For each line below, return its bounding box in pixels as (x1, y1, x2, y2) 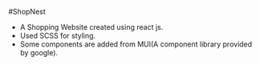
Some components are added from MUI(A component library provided (19, 39, 253, 49)
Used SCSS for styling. (19, 31, 96, 40)
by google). (19, 48, 59, 57)
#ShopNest (8, 7, 46, 16)
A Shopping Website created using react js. (19, 22, 164, 31)
